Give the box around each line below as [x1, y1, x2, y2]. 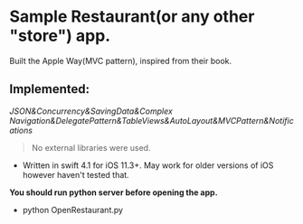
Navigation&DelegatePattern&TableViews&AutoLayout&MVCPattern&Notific [9, 115, 294, 126]
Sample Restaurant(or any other [9, 6, 255, 27]
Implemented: [9, 81, 90, 97]
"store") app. [9, 25, 111, 46]
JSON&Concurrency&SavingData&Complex [9, 106, 174, 117]
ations [9, 125, 33, 135]
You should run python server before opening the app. [9, 187, 219, 198]
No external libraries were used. [31, 142, 151, 153]
